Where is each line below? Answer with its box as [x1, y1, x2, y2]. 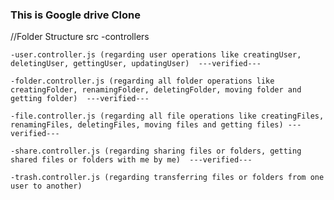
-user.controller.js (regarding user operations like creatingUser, [10, 50, 302, 60]
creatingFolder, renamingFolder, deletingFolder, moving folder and [10, 85, 302, 95]
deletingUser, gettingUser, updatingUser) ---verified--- [10, 59, 262, 69]
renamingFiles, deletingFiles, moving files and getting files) [10, 120, 284, 130]
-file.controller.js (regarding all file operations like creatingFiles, [10, 111, 325, 122]
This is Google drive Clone [10, 8, 141, 22]
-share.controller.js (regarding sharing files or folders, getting [10, 146, 302, 157]
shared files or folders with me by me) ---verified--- [10, 155, 253, 165]
